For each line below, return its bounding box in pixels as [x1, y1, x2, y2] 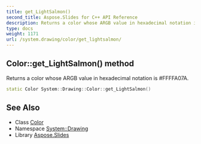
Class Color [14, 118, 44, 125]
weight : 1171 [6, 31, 39, 37]
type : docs [6, 25, 33, 32]
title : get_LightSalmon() [6, 8, 71, 15]
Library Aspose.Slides [14, 131, 69, 138]
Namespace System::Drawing [14, 125, 89, 132]
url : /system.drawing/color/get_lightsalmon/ [6, 36, 121, 42]
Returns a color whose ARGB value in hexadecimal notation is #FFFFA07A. [6, 74, 189, 81]
